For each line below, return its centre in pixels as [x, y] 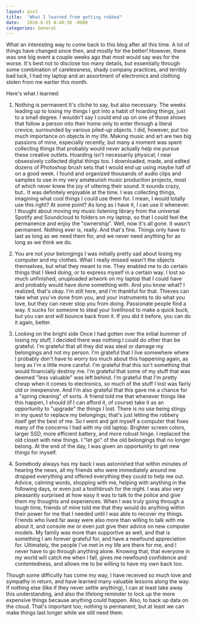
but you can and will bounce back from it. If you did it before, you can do [103, 316]
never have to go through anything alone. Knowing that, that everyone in [102, 551]
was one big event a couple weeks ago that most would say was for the [93, 57]
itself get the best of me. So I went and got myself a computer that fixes [101, 422]
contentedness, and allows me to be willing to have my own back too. [99, 564]
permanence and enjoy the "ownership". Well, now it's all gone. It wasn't [102, 223]
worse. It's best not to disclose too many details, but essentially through [93, 63]
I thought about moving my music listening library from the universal [97, 211]
